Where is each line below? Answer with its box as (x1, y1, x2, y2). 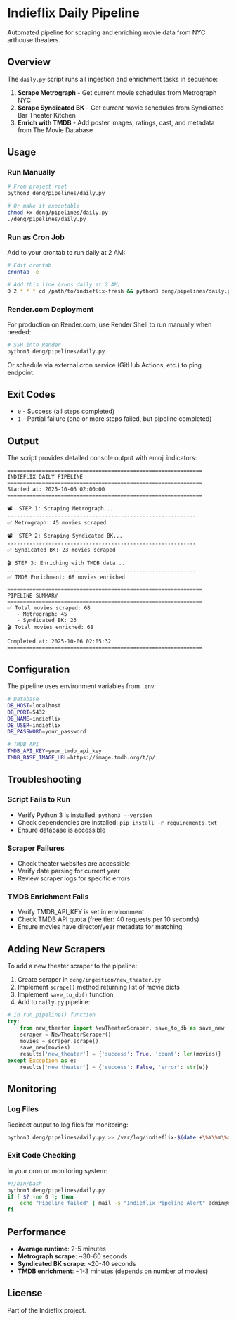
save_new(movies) (20, 1044, 71, 1051)
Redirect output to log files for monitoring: (7, 1120, 129, 1129)
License (7, 1287, 43, 1299)
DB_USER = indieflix (7, 721, 61, 729)
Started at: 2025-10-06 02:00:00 (7, 486, 105, 493)
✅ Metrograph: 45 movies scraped (7, 519, 107, 526)
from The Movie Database (17, 125, 93, 134)
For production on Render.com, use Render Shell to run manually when (7, 320, 212, 329)
